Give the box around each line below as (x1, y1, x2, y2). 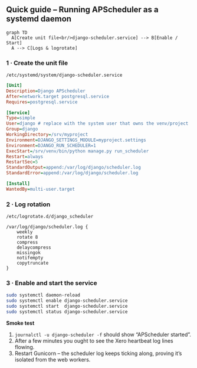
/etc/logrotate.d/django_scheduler (6, 214, 94, 220)
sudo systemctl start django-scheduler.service (6, 304, 128, 310)
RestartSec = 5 (6, 159, 38, 165)
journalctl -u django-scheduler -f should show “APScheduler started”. (14, 331, 192, 338)
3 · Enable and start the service (6, 279, 97, 287)
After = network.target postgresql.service (6, 93, 110, 99)
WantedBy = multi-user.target (6, 186, 75, 192)
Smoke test (6, 319, 35, 327)
